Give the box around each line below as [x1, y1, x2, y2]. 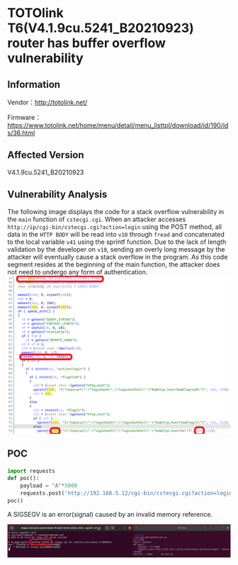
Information [7, 78, 61, 90]
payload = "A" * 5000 [20, 482, 78, 490]
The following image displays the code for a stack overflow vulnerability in [7, 207, 225, 216]
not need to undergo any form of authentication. [7, 267, 148, 276]
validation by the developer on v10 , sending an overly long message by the [7, 245, 225, 253]
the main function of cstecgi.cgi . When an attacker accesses [7, 215, 186, 223]
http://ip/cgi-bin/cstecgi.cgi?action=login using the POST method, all [7, 222, 222, 231]
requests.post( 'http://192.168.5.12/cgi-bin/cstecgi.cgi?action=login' [20, 490, 236, 497]
